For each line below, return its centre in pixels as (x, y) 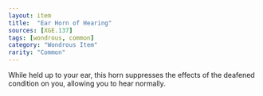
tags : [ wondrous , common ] (51, 38)
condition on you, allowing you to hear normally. (87, 83)
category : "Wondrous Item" (53, 45)
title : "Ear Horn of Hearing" (60, 23)
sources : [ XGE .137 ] (41, 30)
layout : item (30, 15)
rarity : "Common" (37, 52)
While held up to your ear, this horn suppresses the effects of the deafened (131, 75)
